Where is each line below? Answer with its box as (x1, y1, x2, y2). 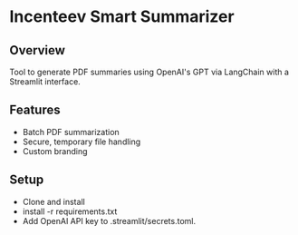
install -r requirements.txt (22, 206, 118, 217)
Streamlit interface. (9, 76, 82, 87)
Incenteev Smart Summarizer (9, 6, 235, 27)
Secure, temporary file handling (22, 136, 141, 147)
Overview (9, 43, 66, 58)
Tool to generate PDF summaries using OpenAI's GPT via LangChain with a (9, 66, 290, 77)
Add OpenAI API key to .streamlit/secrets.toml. (22, 215, 197, 226)
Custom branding (22, 145, 88, 156)
